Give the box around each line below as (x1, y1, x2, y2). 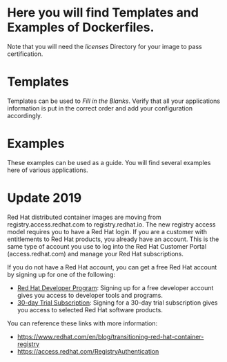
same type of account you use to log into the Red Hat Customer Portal (7, 242, 207, 250)
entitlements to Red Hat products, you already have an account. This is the (7, 235, 219, 243)
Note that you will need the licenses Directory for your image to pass (7, 42, 202, 50)
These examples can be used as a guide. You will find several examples (7, 158, 211, 166)
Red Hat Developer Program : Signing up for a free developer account (17, 283, 214, 292)
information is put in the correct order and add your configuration (7, 104, 193, 112)
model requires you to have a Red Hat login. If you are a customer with (7, 227, 208, 236)
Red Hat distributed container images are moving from (7, 213, 162, 221)
